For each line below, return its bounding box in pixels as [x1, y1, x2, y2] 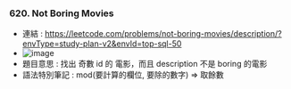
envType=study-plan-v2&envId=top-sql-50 [21, 38, 182, 49]
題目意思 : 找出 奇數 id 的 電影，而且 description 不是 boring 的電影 [21, 59, 268, 69]
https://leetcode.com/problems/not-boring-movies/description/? [44, 28, 283, 39]
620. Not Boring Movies [9, 7, 114, 20]
